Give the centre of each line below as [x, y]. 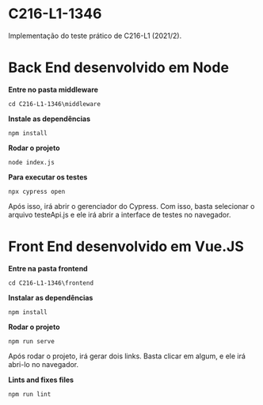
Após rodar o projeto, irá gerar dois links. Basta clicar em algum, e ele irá [127, 356]
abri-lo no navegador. [44, 364]
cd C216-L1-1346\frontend [51, 283]
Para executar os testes [48, 177]
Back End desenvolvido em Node [119, 68]
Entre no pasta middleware [53, 89]
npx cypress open [37, 191]
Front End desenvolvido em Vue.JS [126, 247]
